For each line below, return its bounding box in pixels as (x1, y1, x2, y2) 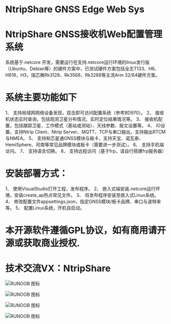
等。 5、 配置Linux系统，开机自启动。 (5, 205, 85, 211)
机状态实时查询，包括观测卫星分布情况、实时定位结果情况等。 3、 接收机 (5, 116, 158, 122)
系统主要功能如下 (5, 92, 78, 103)
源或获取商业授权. (5, 238, 80, 249)
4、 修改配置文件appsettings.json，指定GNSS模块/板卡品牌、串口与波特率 (5, 198, 161, 204)
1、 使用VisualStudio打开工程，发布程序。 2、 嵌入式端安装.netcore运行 (5, 186, 156, 192)
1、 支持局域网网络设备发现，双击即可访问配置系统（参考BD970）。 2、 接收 (5, 110, 164, 116)
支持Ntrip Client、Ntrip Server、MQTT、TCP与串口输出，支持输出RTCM (14, 129, 166, 135)
